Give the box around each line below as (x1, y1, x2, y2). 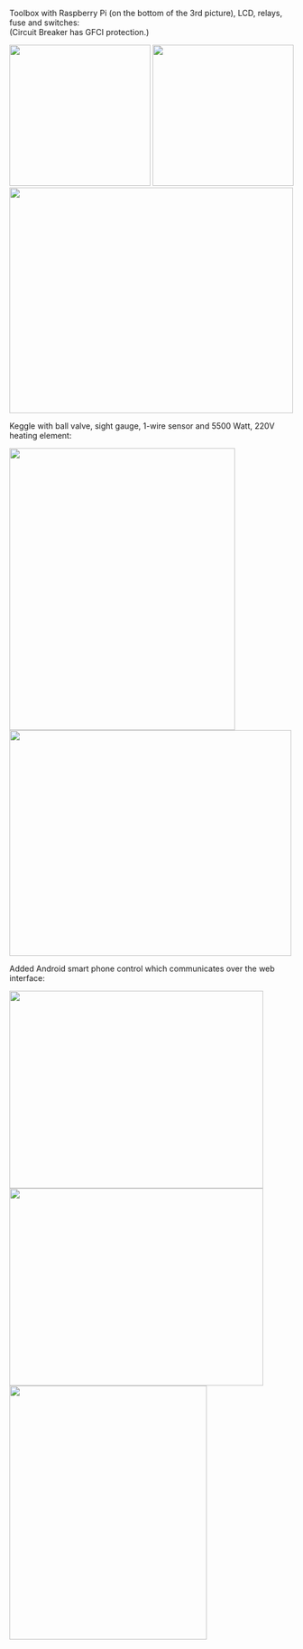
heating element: (9, 431, 72, 440)
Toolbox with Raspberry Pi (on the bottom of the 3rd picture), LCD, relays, (9, 8, 282, 18)
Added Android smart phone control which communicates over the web (9, 963, 275, 974)
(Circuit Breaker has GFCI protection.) (9, 27, 150, 37)
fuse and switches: (9, 17, 80, 28)
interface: (9, 973, 45, 983)
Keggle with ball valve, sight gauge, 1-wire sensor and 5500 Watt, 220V (9, 421, 275, 431)
